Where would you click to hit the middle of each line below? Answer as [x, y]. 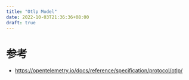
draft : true [21, 23]
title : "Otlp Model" [32, 12]
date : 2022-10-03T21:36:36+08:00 [48, 17]
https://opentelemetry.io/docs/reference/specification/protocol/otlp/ [99, 71]
